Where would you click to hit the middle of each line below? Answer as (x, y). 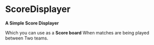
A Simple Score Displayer (32, 23)
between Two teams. (27, 38)
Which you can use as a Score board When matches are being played (77, 32)
